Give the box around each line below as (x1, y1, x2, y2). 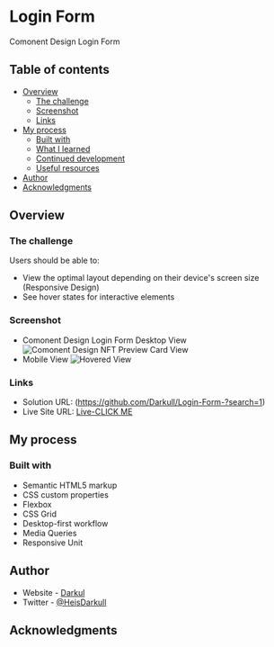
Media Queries (22, 527, 77, 538)
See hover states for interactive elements (22, 292, 175, 302)
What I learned (35, 143, 91, 154)
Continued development (35, 153, 126, 164)
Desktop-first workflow (22, 517, 109, 528)
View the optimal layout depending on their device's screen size (22, 273, 260, 283)
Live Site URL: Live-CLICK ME (22, 407, 133, 418)
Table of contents (9, 62, 110, 77)
